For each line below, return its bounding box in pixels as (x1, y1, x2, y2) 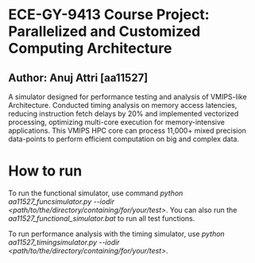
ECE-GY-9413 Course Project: (8, 6, 210, 24)
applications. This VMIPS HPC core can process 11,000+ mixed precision (8, 126, 246, 135)
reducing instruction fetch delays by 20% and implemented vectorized (8, 109, 239, 118)
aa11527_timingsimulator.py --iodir (8, 237, 121, 247)
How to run (8, 162, 83, 180)
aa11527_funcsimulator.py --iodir (8, 196, 115, 206)
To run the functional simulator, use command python (8, 188, 184, 198)
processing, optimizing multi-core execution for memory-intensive (8, 118, 225, 126)
